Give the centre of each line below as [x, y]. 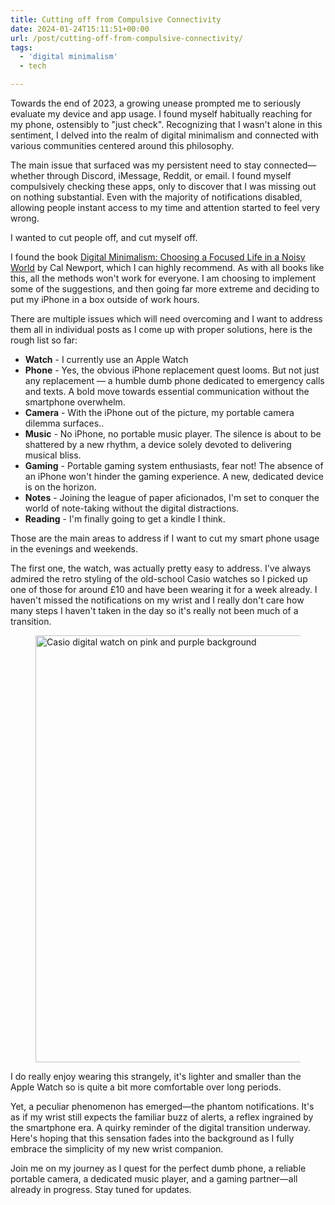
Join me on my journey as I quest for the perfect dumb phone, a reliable [158, 1168]
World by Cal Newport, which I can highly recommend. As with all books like [167, 267]
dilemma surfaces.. [64, 423]
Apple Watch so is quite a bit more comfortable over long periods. [146, 1087]
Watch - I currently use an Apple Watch [106, 359]
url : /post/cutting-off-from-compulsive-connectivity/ [127, 38]
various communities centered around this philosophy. [122, 145]
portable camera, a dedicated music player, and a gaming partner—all [154, 1179]
